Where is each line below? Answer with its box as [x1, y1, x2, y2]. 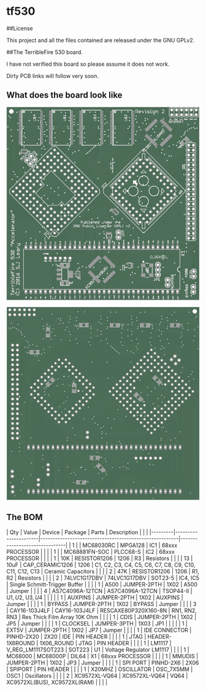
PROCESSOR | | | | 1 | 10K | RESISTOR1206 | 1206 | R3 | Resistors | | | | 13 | [6, 554, 193, 562]
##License [6, 25, 34, 32]
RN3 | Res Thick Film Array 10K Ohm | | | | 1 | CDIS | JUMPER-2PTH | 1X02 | [6, 613, 197, 621]
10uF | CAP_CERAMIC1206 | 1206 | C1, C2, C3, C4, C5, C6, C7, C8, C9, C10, [6, 561, 196, 569]
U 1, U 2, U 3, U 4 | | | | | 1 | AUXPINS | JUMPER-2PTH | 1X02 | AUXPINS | [6, 594, 183, 601]
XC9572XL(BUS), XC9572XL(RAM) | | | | [6, 678, 108, 686]
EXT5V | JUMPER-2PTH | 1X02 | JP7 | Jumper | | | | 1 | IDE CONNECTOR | [6, 626, 192, 634]
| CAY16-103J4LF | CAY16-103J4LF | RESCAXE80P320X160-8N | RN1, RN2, [6, 607, 197, 614]
